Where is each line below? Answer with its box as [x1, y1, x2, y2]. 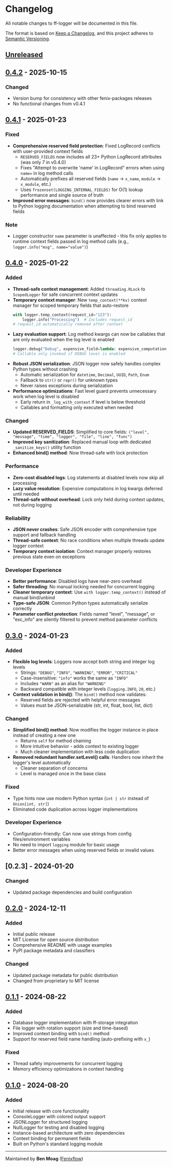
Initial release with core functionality [12, 1108, 90, 1114]
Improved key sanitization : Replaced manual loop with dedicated [12, 439, 151, 445]
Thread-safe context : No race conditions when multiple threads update [12, 537, 165, 543]
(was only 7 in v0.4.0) [20, 159, 67, 165]
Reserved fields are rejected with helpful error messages [20, 696, 141, 703]
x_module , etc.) [20, 181, 51, 187]
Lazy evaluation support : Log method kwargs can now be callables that [12, 331, 165, 337]
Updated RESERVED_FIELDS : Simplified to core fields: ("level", [12, 429, 149, 435]
